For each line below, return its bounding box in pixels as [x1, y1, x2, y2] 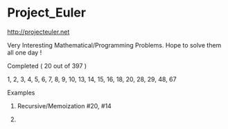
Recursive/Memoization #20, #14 [17, 101, 112, 110]
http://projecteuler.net [7, 28, 70, 36]
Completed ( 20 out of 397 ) [7, 61, 87, 70]
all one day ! [7, 48, 42, 57]
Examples [7, 88, 35, 97]
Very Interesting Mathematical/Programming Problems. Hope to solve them [7, 41, 222, 49]
